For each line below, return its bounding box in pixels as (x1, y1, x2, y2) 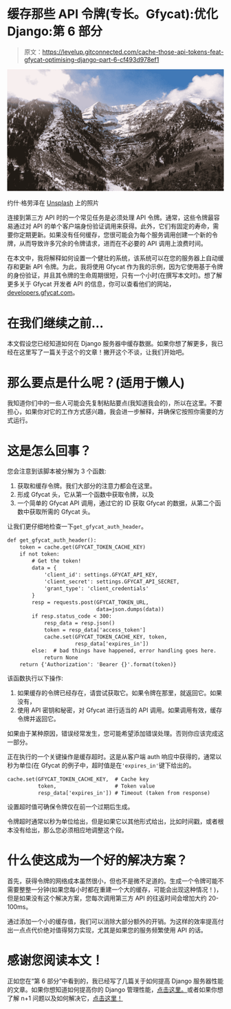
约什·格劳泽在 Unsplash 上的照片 (7, 199, 100, 207)
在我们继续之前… (7, 315, 104, 331)
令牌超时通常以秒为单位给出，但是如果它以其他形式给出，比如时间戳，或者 (7, 817, 218, 825)
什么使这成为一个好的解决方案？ (7, 853, 188, 868)
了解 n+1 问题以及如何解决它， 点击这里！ (7, 995, 124, 1003)
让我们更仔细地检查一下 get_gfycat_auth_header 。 (7, 522, 148, 531)
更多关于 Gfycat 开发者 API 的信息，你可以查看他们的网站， (7, 280, 175, 288)
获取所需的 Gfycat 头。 (29, 508, 94, 516)
